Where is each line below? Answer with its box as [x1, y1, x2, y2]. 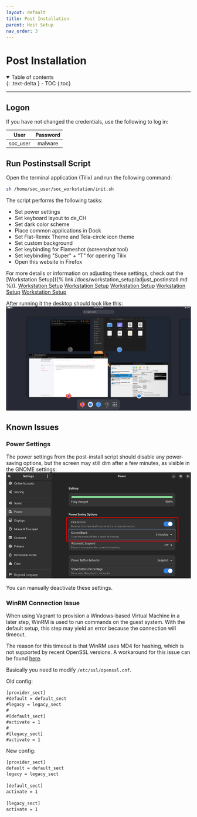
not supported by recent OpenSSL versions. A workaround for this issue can [6, 649, 191, 656]
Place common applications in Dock [14, 227, 101, 234]
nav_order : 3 [6, 28, 38, 34]
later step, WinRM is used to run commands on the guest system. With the [6, 619, 186, 626]
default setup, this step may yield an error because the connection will [6, 625, 176, 632]
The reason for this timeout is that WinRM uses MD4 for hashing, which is [6, 642, 184, 650]
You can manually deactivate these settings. [6, 584, 113, 591]
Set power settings [14, 208, 60, 215]
